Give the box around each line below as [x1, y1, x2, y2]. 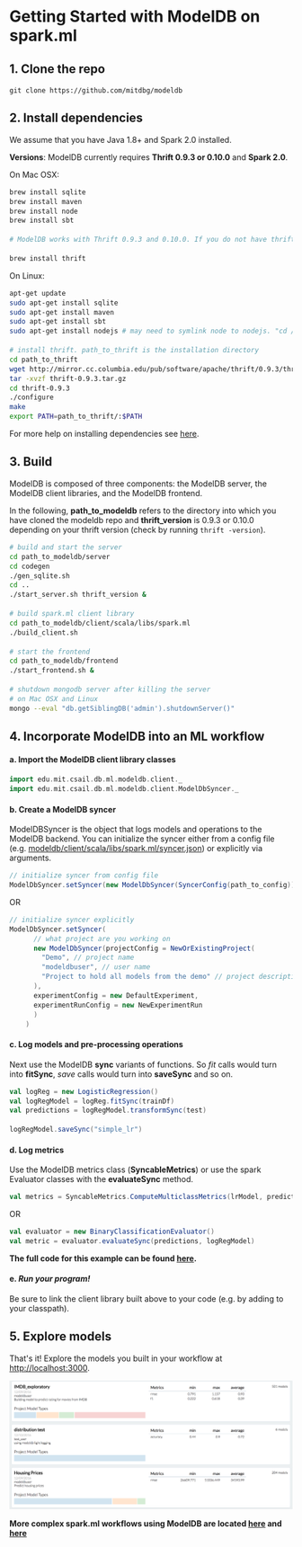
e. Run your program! [9, 1274, 91, 1285]
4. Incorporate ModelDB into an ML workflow [9, 729, 265, 744]
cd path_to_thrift [9, 355, 78, 364]
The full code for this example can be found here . [9, 1252, 198, 1264]
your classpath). [9, 1303, 70, 1314]
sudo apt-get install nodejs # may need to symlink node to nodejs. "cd [9, 326, 288, 336]
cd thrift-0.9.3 [9, 384, 70, 393]
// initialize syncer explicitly [9, 915, 135, 924]
